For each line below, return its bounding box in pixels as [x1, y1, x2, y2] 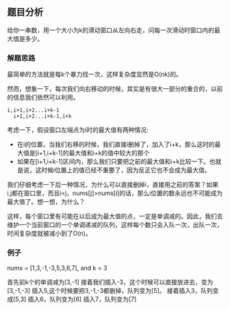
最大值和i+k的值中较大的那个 [68, 149, 150, 157]
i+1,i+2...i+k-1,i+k [13, 113, 72, 120]
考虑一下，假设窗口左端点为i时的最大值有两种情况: [7, 126, 149, 134]
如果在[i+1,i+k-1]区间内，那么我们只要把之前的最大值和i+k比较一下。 [16, 157, 210, 166]
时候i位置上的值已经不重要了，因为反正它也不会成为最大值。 [40, 166, 211, 175]
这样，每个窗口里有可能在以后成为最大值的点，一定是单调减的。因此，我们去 [7, 212, 223, 220]
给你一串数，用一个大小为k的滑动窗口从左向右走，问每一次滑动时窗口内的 [7, 26, 214, 34]
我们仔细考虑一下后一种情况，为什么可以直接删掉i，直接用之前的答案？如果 [7, 181, 219, 189]
